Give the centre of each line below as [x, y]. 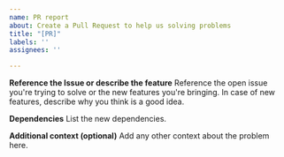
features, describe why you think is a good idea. [97, 101]
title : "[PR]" [35, 34]
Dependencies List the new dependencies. [88, 119]
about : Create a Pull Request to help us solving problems [120, 26]
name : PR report [39, 17]
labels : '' [29, 42]
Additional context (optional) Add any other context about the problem [139, 136]
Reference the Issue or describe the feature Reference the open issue [138, 83]
